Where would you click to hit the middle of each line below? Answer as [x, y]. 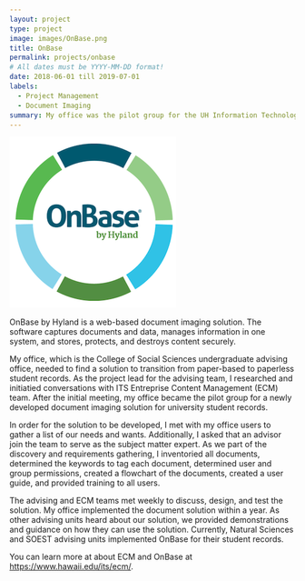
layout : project [40, 19]
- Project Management [59, 95]
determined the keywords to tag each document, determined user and [141, 464]
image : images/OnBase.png [58, 38]
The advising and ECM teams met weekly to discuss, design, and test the [146, 501]
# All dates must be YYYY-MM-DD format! [87, 67]
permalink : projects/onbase [63, 58]
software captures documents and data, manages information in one [138, 332]
